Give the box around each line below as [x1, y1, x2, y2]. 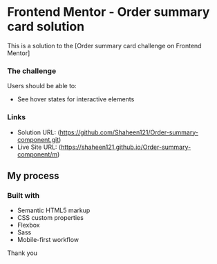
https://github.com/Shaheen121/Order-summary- [59, 128, 199, 136]
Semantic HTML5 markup [17, 206, 91, 214]
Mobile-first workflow [17, 236, 79, 244]
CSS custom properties [17, 214, 84, 222]
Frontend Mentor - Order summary [7, 4, 210, 20]
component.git [17, 135, 59, 143]
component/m [17, 150, 58, 159]
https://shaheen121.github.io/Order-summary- [61, 143, 191, 151]
